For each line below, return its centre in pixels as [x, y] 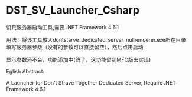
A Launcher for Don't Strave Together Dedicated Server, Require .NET [91, 82]
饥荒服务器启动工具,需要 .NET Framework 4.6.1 [63, 27]
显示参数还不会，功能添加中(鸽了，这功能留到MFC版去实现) [79, 59]
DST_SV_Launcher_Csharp [73, 10]
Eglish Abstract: [25, 71]
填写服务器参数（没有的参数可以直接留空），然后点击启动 [75, 47]
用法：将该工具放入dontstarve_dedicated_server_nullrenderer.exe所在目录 [96, 39]
